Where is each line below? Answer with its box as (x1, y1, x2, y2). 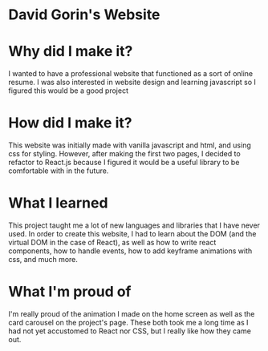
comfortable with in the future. (8, 166, 109, 175)
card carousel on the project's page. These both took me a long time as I (8, 317, 249, 327)
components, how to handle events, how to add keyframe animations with (8, 246, 253, 256)
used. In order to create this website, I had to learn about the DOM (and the (8, 229, 257, 238)
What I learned (8, 194, 108, 212)
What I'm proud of (8, 283, 132, 301)
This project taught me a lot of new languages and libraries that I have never (8, 220, 261, 230)
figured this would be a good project (8, 86, 128, 95)
